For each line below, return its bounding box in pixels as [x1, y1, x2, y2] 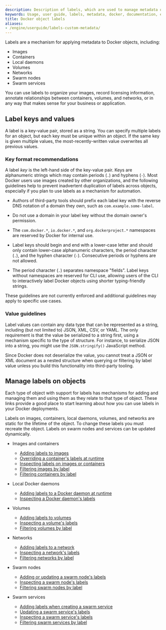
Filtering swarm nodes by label [19, 585, 83, 590]
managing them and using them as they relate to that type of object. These [5, 395, 157, 401]
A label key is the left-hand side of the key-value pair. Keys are [5, 167, 132, 173]
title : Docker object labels [5, 16, 65, 21]
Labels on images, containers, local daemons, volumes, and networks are [5, 416, 155, 421]
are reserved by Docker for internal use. [12, 233, 94, 239]
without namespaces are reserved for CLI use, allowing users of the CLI [12, 273, 159, 279]
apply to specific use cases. [5, 298, 62, 304]
